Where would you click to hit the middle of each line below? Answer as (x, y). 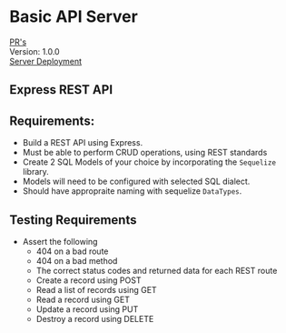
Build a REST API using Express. (83, 143)
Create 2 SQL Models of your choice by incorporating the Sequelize (149, 162)
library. (36, 172)
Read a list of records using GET (96, 289)
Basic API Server (74, 17)
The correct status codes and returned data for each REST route (157, 270)
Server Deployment (46, 61)
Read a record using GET (83, 299)
